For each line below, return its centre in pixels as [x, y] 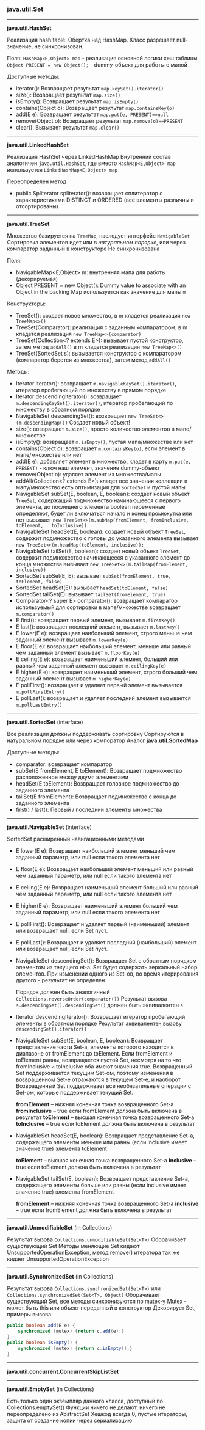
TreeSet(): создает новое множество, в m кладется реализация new [103, 316]
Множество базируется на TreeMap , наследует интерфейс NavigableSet [99, 236]
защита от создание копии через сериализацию [70, 1420]
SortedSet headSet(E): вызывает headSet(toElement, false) [92, 588]
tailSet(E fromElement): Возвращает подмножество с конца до [96, 797]
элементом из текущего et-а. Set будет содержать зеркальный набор [106, 968]
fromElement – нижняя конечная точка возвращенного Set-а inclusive [107, 1204]
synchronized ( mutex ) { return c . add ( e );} [71, 1331]
